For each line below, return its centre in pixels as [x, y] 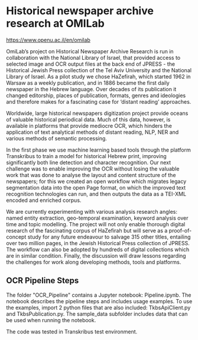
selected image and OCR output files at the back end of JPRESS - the [91, 64]
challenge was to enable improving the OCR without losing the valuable [93, 169]
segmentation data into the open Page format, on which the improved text [96, 187]
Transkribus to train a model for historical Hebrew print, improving [86, 156]
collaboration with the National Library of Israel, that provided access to [93, 57]
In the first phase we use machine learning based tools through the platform [98, 150]
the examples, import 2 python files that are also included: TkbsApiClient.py [98, 307]
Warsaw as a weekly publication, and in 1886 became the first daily [88, 83]
